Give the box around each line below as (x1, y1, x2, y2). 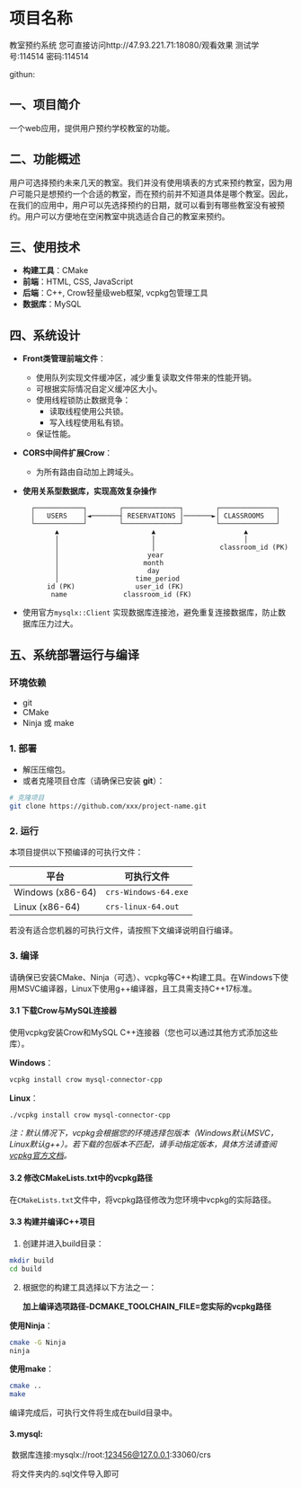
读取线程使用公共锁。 (49, 406, 128, 417)
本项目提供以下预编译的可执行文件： (9, 846, 144, 858)
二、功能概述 (9, 152, 81, 167)
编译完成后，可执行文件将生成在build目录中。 (9, 1407, 178, 1418)
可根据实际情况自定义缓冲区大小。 (35, 384, 163, 394)
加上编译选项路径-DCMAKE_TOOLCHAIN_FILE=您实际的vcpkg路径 (22, 1300, 271, 1312)
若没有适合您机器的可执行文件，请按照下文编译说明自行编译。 (9, 925, 238, 935)
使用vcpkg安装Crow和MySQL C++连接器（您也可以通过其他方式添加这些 (9, 1026, 279, 1038)
